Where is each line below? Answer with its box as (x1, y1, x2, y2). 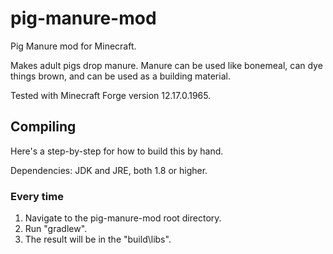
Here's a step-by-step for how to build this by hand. (10, 145, 224, 157)
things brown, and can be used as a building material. (10, 70, 231, 82)
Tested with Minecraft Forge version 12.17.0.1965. (10, 89, 212, 101)
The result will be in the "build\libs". (24, 233, 172, 246)
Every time (10, 189, 64, 203)
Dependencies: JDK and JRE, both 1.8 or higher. (10, 164, 208, 176)
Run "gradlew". (24, 223, 88, 235)
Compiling (10, 118, 77, 136)
